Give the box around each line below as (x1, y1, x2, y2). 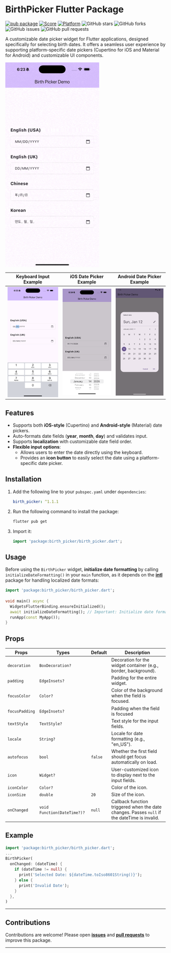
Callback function (111, 799, 149, 805)
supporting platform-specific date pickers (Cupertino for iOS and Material (5, 47, 159, 53)
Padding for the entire (111, 675, 157, 681)
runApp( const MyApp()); (10, 615, 60, 620)
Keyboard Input (16, 274, 50, 280)
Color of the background (111, 687, 163, 694)
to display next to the (111, 771, 155, 778)
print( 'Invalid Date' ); (18, 883, 70, 888)
